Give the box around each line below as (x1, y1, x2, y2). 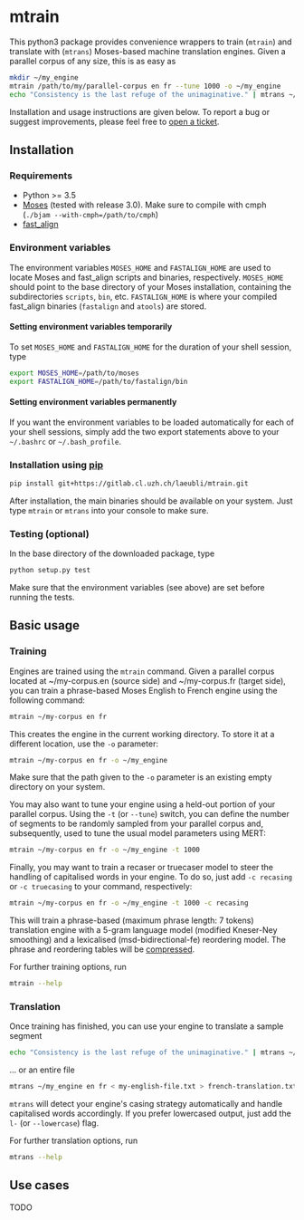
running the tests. (9, 591, 75, 603)
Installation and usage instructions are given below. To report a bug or (9, 106, 271, 117)
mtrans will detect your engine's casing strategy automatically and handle (9, 1099, 283, 1110)
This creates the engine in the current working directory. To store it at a (9, 728, 275, 739)
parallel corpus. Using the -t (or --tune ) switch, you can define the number (9, 809, 290, 820)
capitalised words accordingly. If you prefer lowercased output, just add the (9, 1108, 291, 1119)
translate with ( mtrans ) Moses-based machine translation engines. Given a (9, 45, 287, 56)
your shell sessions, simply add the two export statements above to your (9, 426, 280, 437)
